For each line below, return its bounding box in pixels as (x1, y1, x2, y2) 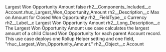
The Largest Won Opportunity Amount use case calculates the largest (5, 25, 149, 31)
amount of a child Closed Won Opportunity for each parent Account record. (5, 30, 161, 36)
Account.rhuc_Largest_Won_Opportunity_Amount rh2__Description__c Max (5, 9, 159, 15)
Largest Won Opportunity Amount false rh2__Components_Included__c (5, 4, 151, 9)
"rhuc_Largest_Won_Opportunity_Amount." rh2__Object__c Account (5, 41, 144, 47)
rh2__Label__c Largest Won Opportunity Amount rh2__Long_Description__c (5, 20, 160, 25)
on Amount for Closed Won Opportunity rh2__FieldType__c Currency (5, 14, 147, 20)
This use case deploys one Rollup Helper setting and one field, (5, 36, 134, 41)
